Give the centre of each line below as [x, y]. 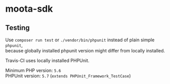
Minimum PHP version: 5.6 [33, 70]
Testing [18, 28]
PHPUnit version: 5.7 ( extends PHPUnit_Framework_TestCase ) [68, 76]
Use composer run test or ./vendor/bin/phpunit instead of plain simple [80, 40]
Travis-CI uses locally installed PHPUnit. [47, 61]
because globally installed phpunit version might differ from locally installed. [85, 51]
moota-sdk [29, 9]
